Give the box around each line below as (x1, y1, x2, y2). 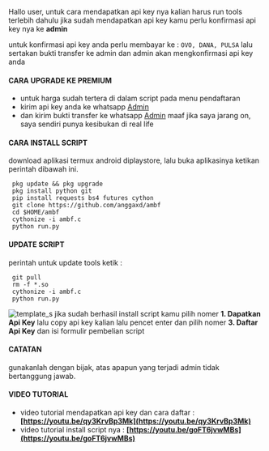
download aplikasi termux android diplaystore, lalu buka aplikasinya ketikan (8, 155, 260, 165)
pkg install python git (11, 187, 92, 195)
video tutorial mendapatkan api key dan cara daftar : (19, 408, 195, 418)
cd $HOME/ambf (11, 208, 60, 217)
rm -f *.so (11, 280, 49, 288)
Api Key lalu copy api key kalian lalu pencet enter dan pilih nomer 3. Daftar (8, 317, 258, 327)
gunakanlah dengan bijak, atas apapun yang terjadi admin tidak (8, 362, 220, 372)
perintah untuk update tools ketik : (8, 257, 123, 267)
